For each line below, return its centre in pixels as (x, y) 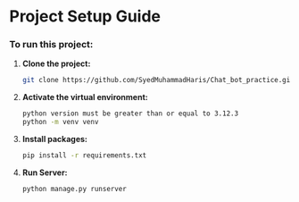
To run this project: (51, 45)
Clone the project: (56, 63)
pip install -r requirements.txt (84, 156)
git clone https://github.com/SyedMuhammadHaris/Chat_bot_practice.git (158, 80)
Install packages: (54, 139)
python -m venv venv (60, 122)
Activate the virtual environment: (85, 97)
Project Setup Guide (85, 17)
